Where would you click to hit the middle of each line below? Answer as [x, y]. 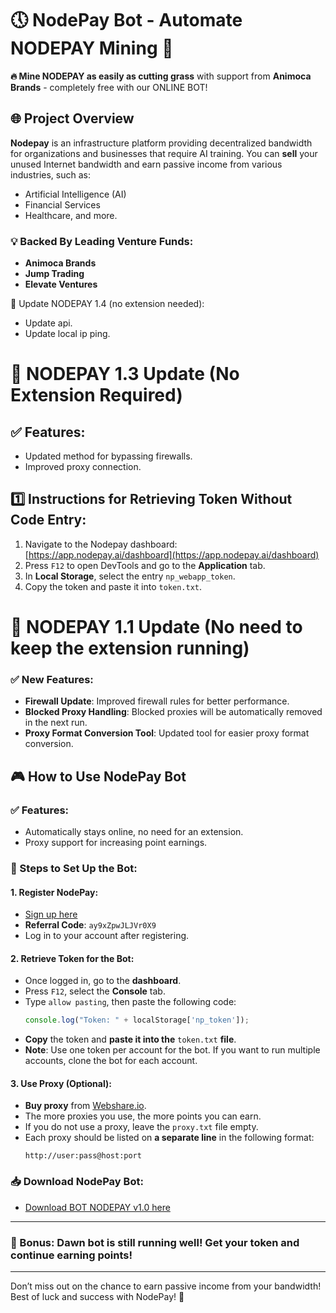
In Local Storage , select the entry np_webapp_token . [130, 576]
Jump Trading [54, 274]
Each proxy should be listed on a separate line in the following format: [169, 1138]
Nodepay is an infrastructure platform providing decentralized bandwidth [161, 143]
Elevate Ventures [61, 284]
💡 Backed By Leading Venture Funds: [102, 241]
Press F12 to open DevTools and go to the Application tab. [145, 565]
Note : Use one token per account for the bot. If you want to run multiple [172, 1050]
